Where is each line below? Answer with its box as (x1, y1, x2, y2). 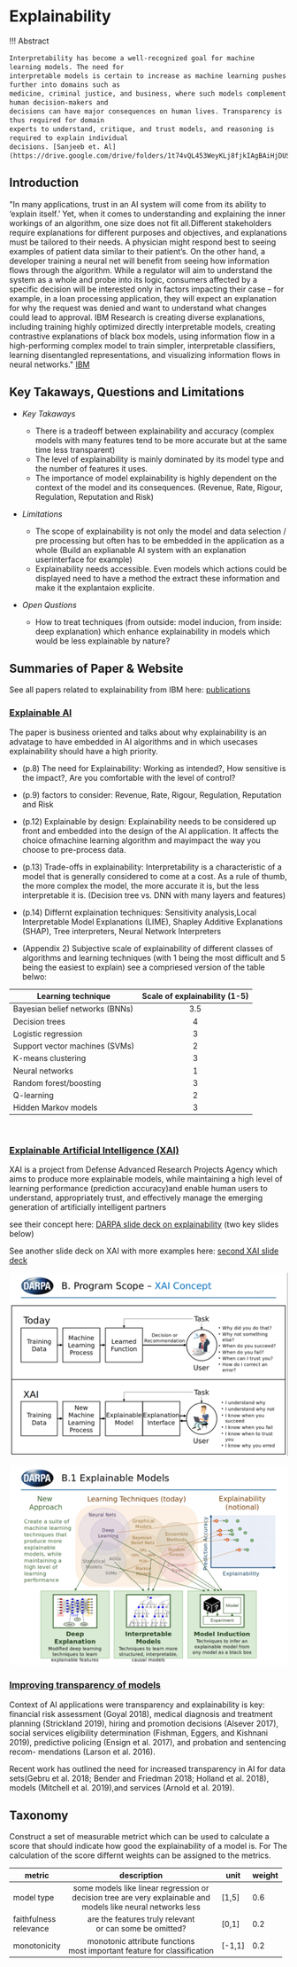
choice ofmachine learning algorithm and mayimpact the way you (21, 835, 261, 846)
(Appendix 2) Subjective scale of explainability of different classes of (21, 942, 274, 954)
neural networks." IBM (9, 359, 90, 370)
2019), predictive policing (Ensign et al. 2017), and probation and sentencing (9, 1737, 286, 1747)
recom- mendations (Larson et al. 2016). (9, 1746, 156, 1757)
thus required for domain (9, 115, 104, 125)
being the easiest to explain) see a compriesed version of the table (21, 962, 265, 972)
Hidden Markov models (12, 1102, 98, 1113)
